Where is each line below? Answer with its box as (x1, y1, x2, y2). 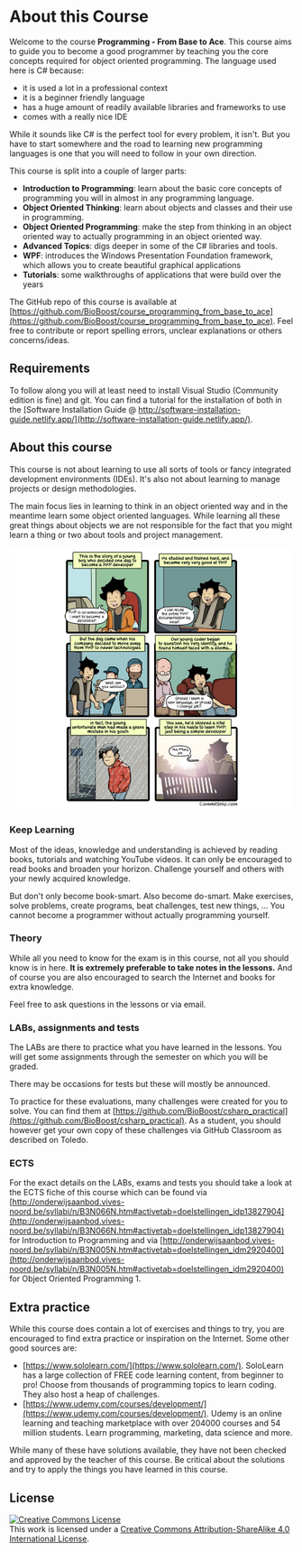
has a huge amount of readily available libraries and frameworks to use (22, 101, 287, 112)
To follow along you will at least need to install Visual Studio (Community (9, 385, 279, 395)
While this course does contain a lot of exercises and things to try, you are (9, 1324, 285, 1334)
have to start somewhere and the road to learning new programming (9, 138, 263, 149)
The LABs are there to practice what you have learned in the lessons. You (9, 1042, 282, 1053)
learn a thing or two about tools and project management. (9, 529, 224, 540)
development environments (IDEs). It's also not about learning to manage (9, 473, 281, 484)
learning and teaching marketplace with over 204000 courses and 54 (22, 1417, 281, 1428)
